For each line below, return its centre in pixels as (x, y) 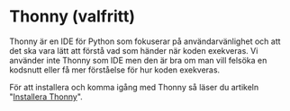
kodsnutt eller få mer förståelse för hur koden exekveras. (115, 70)
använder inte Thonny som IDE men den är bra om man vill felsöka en (138, 60)
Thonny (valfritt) (72, 17)
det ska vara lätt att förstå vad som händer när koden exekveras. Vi (134, 50)
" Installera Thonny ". (46, 97)
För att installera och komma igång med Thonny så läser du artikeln (134, 87)
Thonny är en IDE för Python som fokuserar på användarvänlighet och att (145, 41)
